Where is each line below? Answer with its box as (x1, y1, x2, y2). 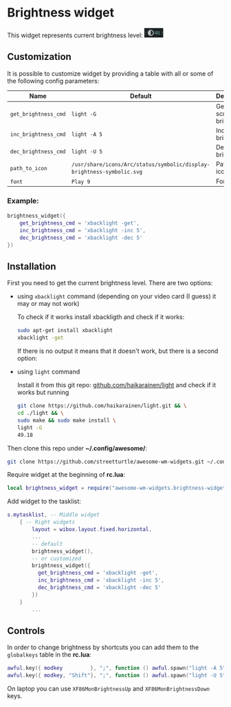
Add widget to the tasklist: (7, 498, 81, 506)
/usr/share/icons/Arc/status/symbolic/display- (71, 161, 211, 168)
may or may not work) (16, 300, 80, 308)
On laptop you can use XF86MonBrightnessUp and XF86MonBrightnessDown (7, 684, 210, 693)
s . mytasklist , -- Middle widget (7, 511, 100, 518)
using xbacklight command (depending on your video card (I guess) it (16, 292, 217, 300)
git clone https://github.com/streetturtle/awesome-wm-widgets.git (7, 458, 205, 465)
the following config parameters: (7, 76, 100, 85)
